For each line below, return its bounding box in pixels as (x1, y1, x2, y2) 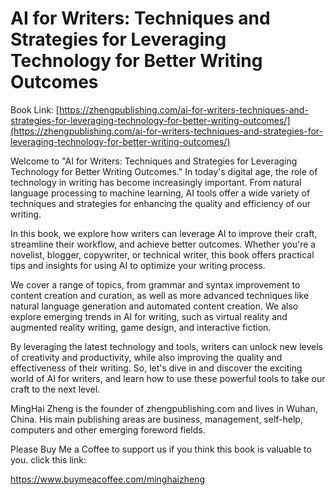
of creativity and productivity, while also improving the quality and (10, 351, 283, 363)
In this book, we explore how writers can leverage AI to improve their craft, (10, 227, 318, 239)
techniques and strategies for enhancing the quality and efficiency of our (10, 197, 312, 209)
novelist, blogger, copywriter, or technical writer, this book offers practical (10, 248, 315, 261)
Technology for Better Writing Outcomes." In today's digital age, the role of (10, 165, 318, 177)
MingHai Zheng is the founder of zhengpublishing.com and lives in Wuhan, (10, 402, 318, 414)
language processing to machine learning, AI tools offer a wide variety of (10, 187, 311, 199)
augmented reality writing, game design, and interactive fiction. (10, 321, 272, 333)
